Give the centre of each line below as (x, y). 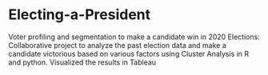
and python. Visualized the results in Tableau (82, 62)
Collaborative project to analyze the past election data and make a (117, 45)
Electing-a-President (79, 15)
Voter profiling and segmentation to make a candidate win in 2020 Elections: (134, 37)
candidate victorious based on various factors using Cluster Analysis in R (129, 53)
